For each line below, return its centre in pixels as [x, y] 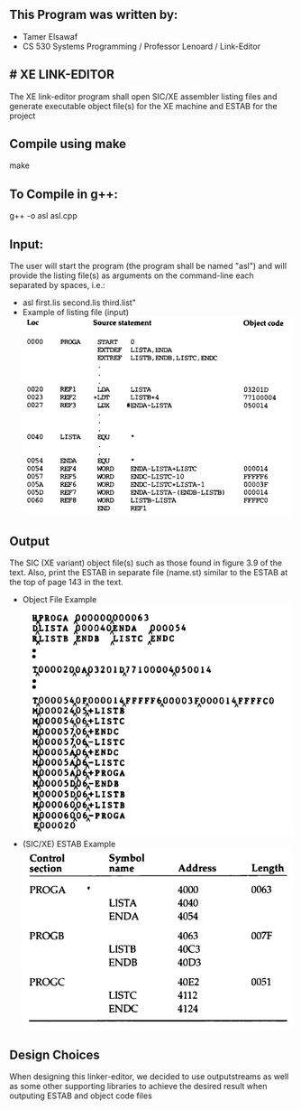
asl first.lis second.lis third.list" [79, 303]
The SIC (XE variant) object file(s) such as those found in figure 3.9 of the [146, 563]
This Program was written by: [94, 15]
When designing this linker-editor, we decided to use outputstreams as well [149, 1077]
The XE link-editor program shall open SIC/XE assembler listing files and [143, 96]
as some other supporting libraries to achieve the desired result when [138, 1087]
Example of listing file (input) [75, 312]
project [23, 116]
